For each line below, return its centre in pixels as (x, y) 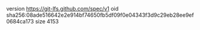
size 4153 (47, 21)
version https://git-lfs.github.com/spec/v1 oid (63, 9)
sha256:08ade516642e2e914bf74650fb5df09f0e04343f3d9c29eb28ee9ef (100, 15)
